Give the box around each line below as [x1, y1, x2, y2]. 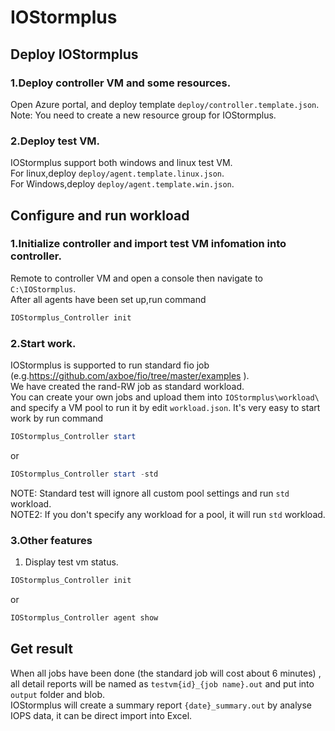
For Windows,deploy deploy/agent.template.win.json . [10, 178, 235, 190]
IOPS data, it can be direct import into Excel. [10, 709, 193, 721]
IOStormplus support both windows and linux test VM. [10, 157, 233, 169]
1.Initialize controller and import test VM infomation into [10, 237, 287, 251]
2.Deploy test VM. [10, 134, 101, 148]
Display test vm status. [24, 556, 119, 568]
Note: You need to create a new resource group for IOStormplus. [10, 109, 277, 121]
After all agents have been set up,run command [10, 293, 207, 305]
